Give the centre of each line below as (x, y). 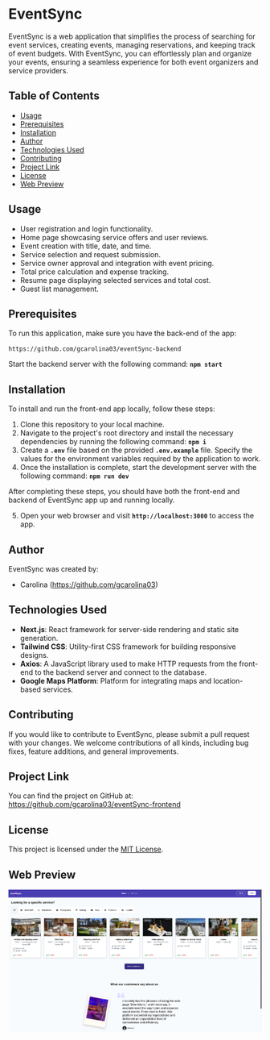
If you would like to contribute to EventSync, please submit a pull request (129, 734)
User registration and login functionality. (86, 229)
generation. (39, 638)
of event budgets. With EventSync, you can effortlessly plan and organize (130, 53)
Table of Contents (54, 96)
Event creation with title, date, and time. (86, 246)
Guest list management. (59, 289)
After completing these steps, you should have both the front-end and (124, 492)
